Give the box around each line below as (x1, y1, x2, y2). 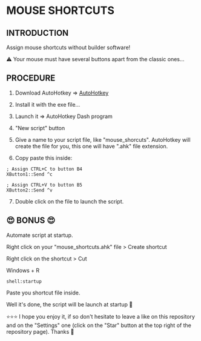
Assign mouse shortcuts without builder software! (6, 44, 131, 51)
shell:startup (6, 278, 42, 285)
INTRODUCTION (6, 28, 69, 38)
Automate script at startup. (6, 231, 73, 239)
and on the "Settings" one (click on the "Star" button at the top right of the (6, 322, 192, 329)
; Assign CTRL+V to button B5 (6, 182, 83, 188)
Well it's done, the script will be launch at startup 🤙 (6, 300, 133, 308)
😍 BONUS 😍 (6, 216, 56, 226)
